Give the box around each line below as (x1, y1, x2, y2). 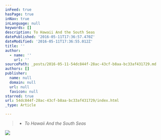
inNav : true (5, 16, 29, 21)
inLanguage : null (5, 21, 41, 26)
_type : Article (5, 103, 36, 108)
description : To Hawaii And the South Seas (5, 30, 95, 35)
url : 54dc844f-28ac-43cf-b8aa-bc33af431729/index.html (5, 98, 119, 103)
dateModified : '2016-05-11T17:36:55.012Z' (5, 39, 93, 44)
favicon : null (9, 89, 38, 94)
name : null (9, 75, 32, 80)
